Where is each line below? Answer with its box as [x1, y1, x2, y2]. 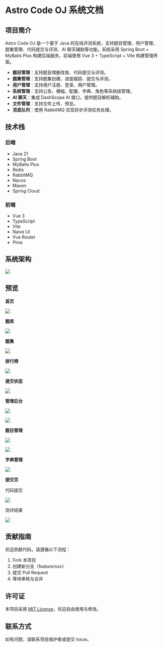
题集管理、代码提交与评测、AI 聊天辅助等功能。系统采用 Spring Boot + [5, 46, 149, 52]
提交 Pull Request [12, 570, 48, 576]
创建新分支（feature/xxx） [12, 563, 67, 569]
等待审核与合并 [12, 576, 43, 582]
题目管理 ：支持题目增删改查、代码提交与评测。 [12, 69, 108, 75]
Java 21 [12, 151, 28, 157]
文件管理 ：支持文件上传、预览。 [12, 101, 78, 106]
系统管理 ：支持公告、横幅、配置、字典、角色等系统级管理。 [12, 88, 135, 94]
